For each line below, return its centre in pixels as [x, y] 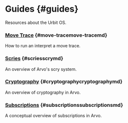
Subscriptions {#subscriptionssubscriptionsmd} [64, 105]
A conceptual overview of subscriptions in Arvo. [53, 116]
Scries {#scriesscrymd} [34, 59]
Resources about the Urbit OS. [36, 22]
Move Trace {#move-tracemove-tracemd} [56, 35]
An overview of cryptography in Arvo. [43, 92]
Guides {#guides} [42, 9]
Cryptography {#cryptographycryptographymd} [64, 82]
